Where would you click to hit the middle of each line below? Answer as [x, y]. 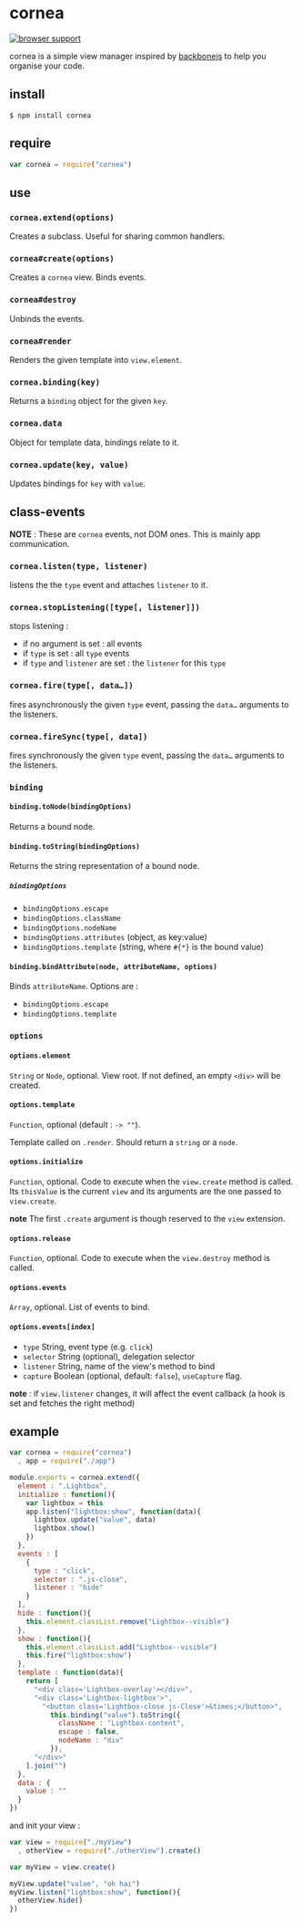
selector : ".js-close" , [81, 1579]
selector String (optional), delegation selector [109, 1356]
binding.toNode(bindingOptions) [70, 807]
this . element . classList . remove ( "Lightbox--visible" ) [128, 1621]
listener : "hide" [68, 1588]
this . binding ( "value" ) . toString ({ [115, 1715]
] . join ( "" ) [46, 1766]
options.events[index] [52, 1327]
